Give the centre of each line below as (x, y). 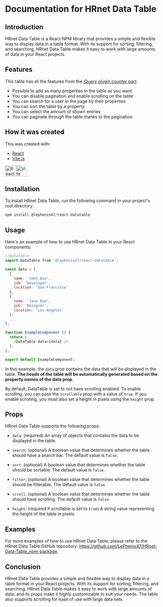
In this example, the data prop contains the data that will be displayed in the (81, 369)
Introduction (24, 27)
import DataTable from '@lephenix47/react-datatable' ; (62, 261)
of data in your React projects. (35, 54)
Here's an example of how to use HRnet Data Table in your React (70, 242)
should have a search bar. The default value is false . (65, 455)
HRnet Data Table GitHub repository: (42, 546)
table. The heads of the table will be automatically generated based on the (81, 374)
